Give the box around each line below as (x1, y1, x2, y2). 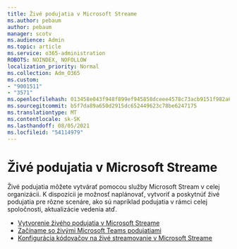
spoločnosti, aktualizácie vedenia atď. (7, 205, 118, 214)
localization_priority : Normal (7, 63, 99, 70)
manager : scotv (7, 30, 52, 37)
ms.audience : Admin (7, 37, 65, 44)
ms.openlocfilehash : (7, 96, 68, 103)
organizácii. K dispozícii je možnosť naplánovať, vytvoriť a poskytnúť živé (7, 190, 220, 199)
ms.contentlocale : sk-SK (7, 115, 80, 122)
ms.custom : (7, 76, 39, 83)
